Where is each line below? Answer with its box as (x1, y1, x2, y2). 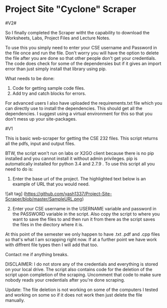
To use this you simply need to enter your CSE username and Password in (5, 44, 157, 50)
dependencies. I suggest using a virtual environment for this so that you (5, 111, 153, 117)
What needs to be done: (5, 75, 55, 81)
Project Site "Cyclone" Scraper (5, 3, 137, 15)
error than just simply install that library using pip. (5, 66, 107, 72)
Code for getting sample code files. (12, 85, 85, 91)
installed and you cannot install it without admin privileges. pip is (5, 155, 138, 161)
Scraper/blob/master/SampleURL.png (5, 196, 82, 202)
